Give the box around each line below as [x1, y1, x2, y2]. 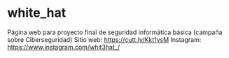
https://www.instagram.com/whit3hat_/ [7, 43, 120, 51]
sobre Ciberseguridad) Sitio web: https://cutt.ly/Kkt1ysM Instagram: [7, 35, 202, 43]
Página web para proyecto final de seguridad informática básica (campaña [7, 28, 223, 36]
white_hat [7, 5, 67, 21]
